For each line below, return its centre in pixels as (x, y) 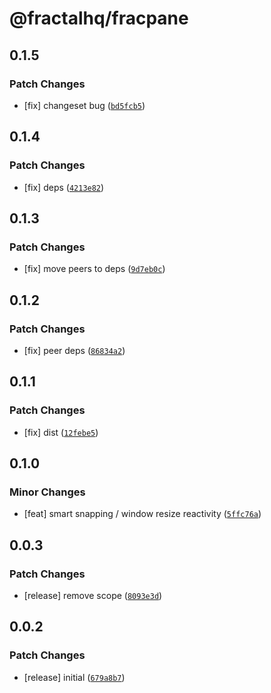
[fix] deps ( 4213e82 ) (64, 187)
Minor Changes (47, 492)
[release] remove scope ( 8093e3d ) (93, 595)
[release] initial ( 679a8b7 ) (74, 677)
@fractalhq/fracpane (99, 18)
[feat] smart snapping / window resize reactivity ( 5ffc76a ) (142, 514)
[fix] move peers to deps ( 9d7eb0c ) (94, 269)
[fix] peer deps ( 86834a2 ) (74, 350)
